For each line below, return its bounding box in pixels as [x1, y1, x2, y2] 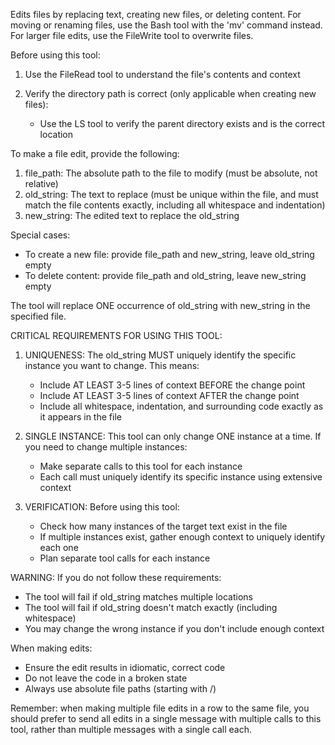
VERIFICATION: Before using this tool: [24, 501, 180, 513]
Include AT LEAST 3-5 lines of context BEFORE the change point [39, 379, 306, 391]
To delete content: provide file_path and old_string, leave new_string [24, 270, 307, 281]
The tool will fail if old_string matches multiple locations [24, 591, 254, 603]
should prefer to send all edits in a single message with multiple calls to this [10, 713, 322, 724]
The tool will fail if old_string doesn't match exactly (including [24, 602, 278, 613]
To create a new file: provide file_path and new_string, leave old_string [24, 249, 315, 260]
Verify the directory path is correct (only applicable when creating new [24, 88, 317, 99]
